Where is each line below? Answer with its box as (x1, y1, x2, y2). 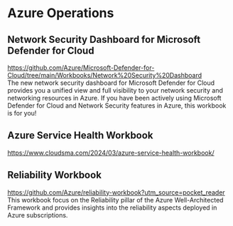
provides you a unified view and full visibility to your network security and (7, 86, 224, 94)
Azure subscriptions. (7, 210, 68, 219)
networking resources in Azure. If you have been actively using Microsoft (7, 94, 222, 102)
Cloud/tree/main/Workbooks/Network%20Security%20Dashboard (7, 71, 202, 79)
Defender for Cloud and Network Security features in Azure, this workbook (7, 101, 227, 110)
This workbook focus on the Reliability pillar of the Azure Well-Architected (7, 195, 224, 204)
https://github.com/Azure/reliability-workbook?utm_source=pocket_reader (7, 188, 225, 197)
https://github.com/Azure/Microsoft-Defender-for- (7, 63, 155, 72)
